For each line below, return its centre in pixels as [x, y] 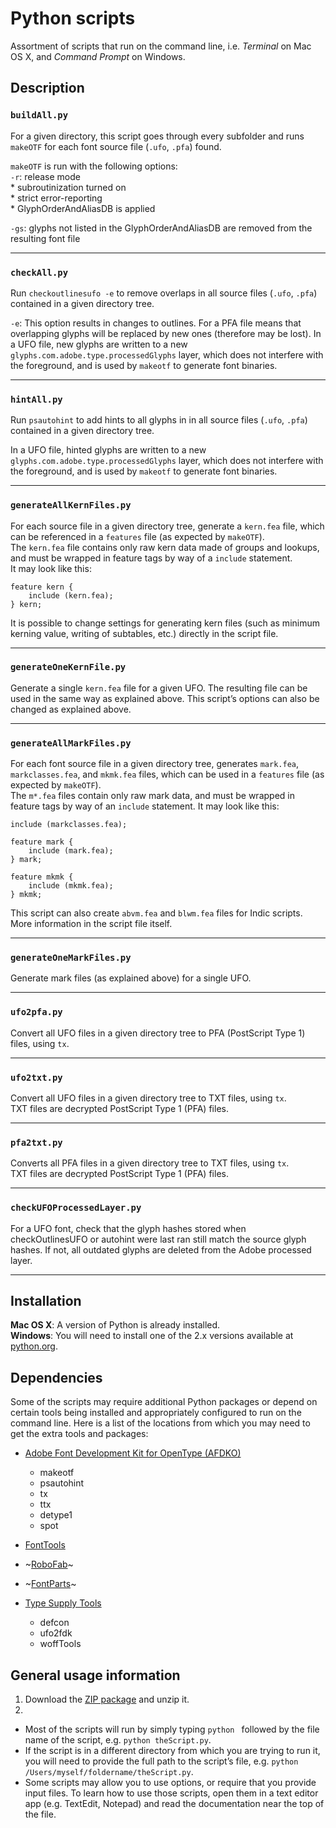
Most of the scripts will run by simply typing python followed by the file [172, 1729]
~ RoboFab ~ [49, 1564]
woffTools [60, 1644]
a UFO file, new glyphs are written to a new [99, 344]
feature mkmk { [42, 877]
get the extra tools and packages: [79, 1434]
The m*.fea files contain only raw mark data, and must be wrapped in [152, 796]
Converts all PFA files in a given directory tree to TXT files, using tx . [150, 1163]
